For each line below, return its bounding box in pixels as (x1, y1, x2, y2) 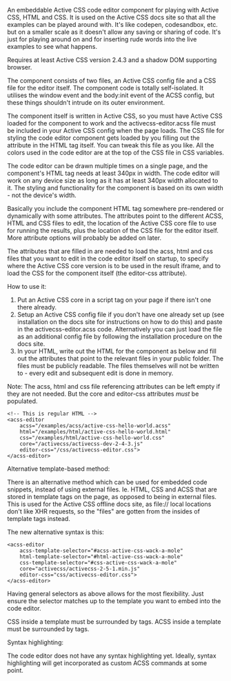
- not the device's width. (7, 191, 77, 199)
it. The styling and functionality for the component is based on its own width (7, 184, 224, 192)
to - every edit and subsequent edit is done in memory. (17, 369, 174, 377)
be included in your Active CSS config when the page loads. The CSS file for (7, 127, 225, 134)
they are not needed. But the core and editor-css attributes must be (7, 389, 199, 398)
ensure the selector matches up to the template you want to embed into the (7, 597, 221, 605)
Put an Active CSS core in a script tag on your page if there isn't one (17, 296, 212, 304)
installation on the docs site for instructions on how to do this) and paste (17, 318, 223, 326)
